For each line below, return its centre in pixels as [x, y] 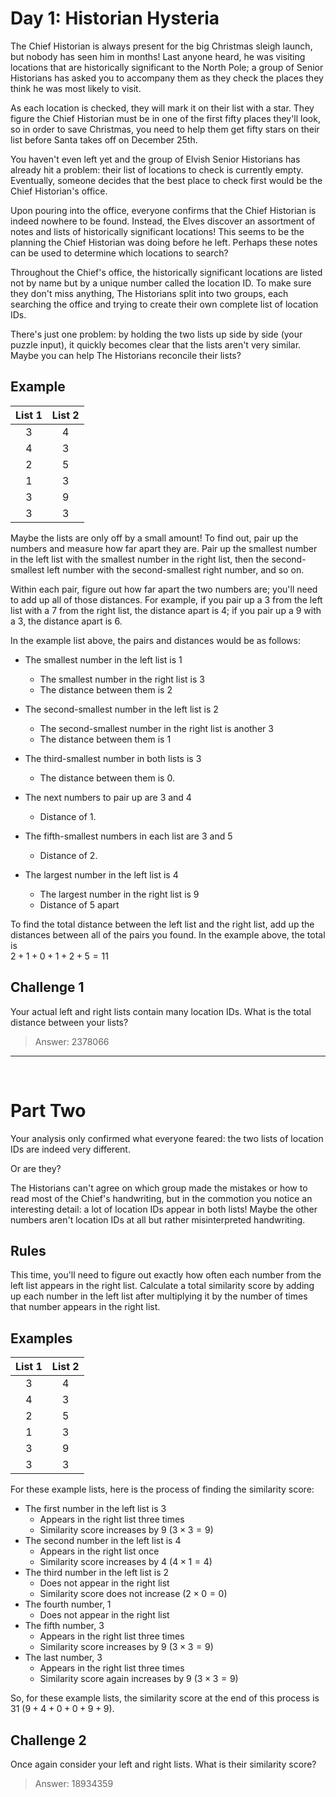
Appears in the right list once [99, 1551]
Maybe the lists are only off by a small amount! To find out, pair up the [154, 538]
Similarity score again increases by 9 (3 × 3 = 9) [139, 1679]
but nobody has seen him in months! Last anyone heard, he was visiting [158, 56]
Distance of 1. [68, 816]
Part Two [48, 1110]
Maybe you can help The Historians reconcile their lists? [126, 355]
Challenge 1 [47, 987]
